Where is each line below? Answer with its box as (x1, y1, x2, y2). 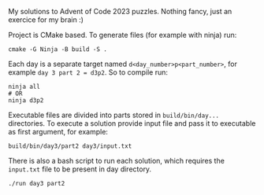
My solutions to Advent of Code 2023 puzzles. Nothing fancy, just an (8, 7, 232, 16)
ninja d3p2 (8, 97, 44, 105)
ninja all (8, 83, 41, 90)
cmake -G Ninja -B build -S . (8, 46, 108, 53)
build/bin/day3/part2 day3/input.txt (8, 142, 132, 150)
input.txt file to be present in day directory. (8, 164, 152, 174)
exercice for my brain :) (8, 15, 84, 24)
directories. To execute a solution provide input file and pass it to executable (8, 119, 256, 128)
